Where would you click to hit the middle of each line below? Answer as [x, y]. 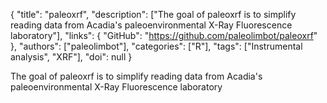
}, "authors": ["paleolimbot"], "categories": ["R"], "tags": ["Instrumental [156, 46]
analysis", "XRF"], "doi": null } [71, 57]
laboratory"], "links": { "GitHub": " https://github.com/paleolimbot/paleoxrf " [164, 35]
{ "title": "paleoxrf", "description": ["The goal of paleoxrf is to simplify [153, 14]
